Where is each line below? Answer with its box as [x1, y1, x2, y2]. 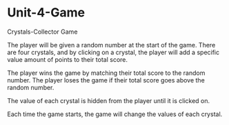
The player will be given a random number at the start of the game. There [7, 41, 216, 49]
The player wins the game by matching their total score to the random [7, 69, 206, 77]
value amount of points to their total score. [7, 55, 128, 63]
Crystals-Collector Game [7, 27, 78, 36]
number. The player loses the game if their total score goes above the [7, 76, 205, 84]
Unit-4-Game [7, 5, 85, 21]
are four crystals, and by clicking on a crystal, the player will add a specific [7, 48, 220, 56]
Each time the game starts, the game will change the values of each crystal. [7, 110, 223, 118]
